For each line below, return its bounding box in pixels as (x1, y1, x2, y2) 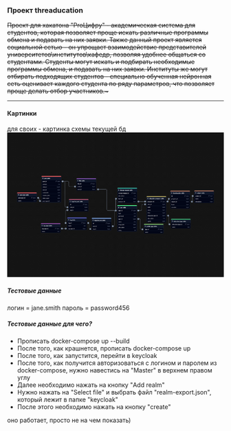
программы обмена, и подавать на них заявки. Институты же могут (7, 65, 208, 74)
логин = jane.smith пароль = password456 (7, 304, 130, 312)
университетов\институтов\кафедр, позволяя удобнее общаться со (7, 50, 206, 59)
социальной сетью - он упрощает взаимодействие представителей (7, 43, 207, 52)
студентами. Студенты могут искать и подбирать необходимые (7, 58, 195, 66)
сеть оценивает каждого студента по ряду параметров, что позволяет (7, 80, 215, 88)
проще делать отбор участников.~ (7, 87, 109, 95)
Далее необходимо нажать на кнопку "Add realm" (16, 381, 165, 389)
